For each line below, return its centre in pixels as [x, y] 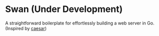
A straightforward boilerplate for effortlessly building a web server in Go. [80, 23]
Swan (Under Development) [64, 9]
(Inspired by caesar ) [26, 28]
